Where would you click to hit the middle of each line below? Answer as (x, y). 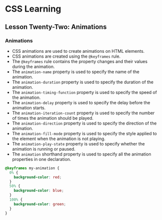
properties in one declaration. (41, 159)
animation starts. (29, 108)
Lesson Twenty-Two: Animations (56, 27)
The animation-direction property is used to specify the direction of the (84, 123)
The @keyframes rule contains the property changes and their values (80, 61)
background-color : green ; (40, 204)
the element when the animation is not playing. (59, 139)
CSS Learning (33, 9)
